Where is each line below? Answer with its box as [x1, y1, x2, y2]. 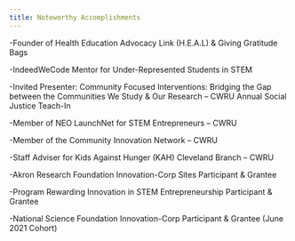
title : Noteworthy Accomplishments [9, 12, 141, 22]
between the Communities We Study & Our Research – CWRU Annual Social [9, 91, 287, 101]
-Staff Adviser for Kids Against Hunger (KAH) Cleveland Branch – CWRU [9, 152, 274, 163]
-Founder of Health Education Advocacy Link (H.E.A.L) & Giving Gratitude [9, 37, 278, 48]
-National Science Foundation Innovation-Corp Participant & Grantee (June [9, 213, 284, 223]
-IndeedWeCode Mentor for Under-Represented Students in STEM [9, 64, 253, 75]
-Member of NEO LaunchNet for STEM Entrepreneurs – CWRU [9, 117, 237, 128]
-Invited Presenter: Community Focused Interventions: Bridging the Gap [9, 81, 272, 92]
